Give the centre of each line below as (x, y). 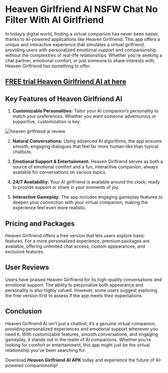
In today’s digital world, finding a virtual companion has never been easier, (82, 34)
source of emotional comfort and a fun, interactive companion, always (85, 167)
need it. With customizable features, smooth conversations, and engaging (82, 334)
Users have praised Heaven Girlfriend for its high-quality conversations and (83, 279)
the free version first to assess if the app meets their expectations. (74, 296)
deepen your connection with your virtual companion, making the (80, 203)
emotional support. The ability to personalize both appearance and (74, 285)
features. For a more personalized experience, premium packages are (77, 241)
